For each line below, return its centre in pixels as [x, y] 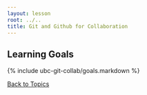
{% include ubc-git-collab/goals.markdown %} [73, 71]
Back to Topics [28, 84]
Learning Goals [41, 54]
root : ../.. [24, 20]
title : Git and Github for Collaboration [68, 26]
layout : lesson [29, 13]
